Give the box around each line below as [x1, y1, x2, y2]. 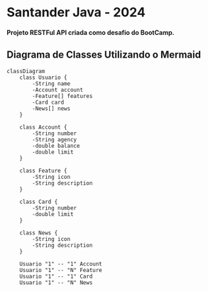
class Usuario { [19, 74, 68, 81]
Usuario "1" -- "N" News [19, 279, 93, 286]
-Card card [32, 99, 65, 106]
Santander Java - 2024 [6, 4, 146, 21]
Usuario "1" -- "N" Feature [19, 266, 102, 274]
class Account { [19, 124, 68, 131]
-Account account [32, 86, 83, 93]
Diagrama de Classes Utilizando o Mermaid [6, 49, 202, 61]
